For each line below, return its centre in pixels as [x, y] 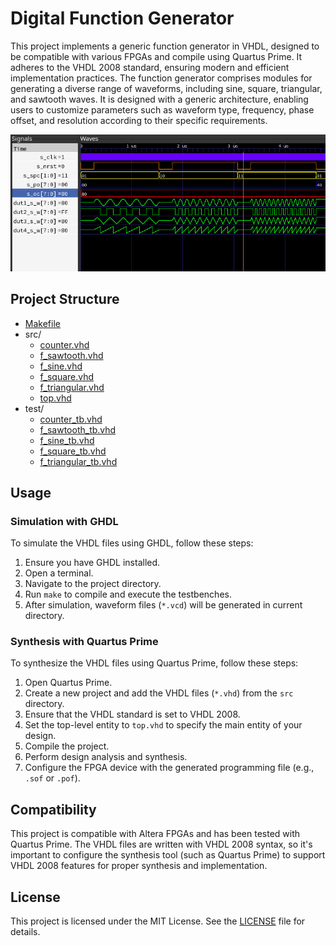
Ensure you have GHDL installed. [92, 563]
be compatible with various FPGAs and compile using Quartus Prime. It [156, 56]
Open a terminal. [59, 573]
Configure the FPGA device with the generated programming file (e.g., [169, 768]
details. [25, 932]
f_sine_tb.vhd [67, 440]
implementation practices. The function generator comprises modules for [161, 78]
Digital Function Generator [122, 18]
